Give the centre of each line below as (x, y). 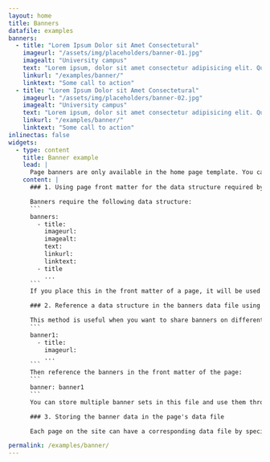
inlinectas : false (39, 135)
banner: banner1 (57, 387)
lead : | (35, 165)
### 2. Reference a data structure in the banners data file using (145, 306)
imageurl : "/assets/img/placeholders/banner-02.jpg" (113, 98)
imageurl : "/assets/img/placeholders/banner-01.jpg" (113, 53)
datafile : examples (41, 30)
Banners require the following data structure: (111, 201)
